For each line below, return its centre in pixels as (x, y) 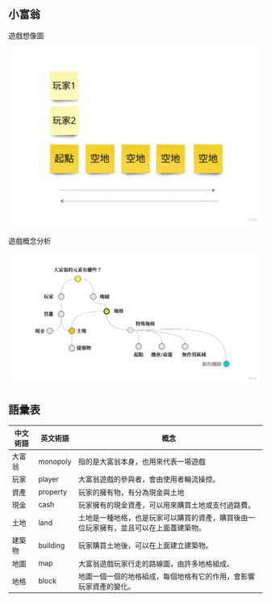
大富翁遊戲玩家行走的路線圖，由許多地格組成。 (156, 563)
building (52, 545)
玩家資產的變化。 (106, 586)
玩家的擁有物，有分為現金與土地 (131, 492)
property (53, 492)
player (48, 479)
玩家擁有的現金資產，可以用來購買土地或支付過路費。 (167, 505)
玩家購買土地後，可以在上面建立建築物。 (145, 545)
